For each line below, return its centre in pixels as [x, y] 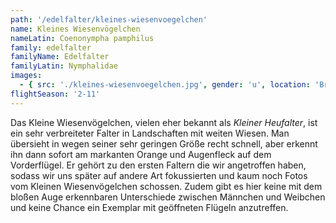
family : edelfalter [51, 47]
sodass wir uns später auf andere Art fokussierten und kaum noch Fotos [159, 175]
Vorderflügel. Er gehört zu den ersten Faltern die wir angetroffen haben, [158, 165]
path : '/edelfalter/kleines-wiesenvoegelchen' [109, 19]
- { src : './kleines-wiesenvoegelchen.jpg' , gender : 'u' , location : [165, 85]
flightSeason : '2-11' [55, 94]
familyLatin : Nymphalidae [64, 66]
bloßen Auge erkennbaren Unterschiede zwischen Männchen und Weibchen [168, 197]
